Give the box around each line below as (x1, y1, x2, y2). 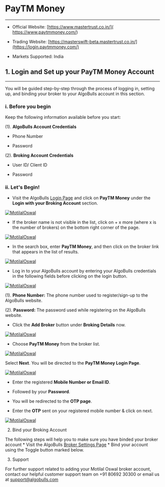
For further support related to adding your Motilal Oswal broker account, (5, 466, 151, 472)
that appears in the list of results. (12, 249, 79, 255)
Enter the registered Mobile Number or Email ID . (12, 379, 110, 385)
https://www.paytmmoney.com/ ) (12, 29, 78, 35)
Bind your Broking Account (12, 427, 67, 433)
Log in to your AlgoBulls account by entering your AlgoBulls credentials (12, 268, 156, 274)
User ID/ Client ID (12, 162, 48, 168)
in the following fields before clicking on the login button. (12, 273, 128, 279)
